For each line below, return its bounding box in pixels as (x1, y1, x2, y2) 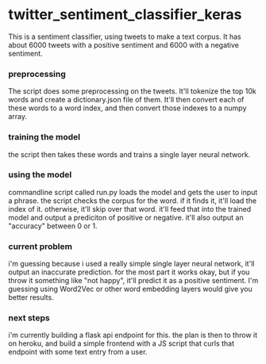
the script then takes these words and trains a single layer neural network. (8, 149, 251, 159)
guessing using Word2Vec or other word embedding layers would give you (8, 284, 253, 294)
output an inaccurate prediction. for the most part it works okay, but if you (8, 267, 250, 277)
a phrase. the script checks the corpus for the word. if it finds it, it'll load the (8, 196, 256, 205)
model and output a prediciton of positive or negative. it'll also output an (8, 213, 244, 222)
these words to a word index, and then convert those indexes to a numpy (8, 103, 247, 113)
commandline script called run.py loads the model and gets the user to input (8, 187, 258, 197)
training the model (8, 132, 81, 143)
